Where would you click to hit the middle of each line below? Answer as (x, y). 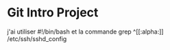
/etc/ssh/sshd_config (37, 38)
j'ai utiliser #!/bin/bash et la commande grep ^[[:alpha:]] (85, 32)
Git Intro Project (53, 13)
